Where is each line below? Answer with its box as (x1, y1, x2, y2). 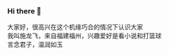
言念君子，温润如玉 (7, 40, 63, 49)
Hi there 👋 (7, 6, 42, 16)
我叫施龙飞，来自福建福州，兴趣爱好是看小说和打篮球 (7, 31, 162, 40)
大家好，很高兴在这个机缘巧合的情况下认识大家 (7, 23, 143, 31)
